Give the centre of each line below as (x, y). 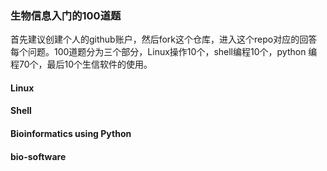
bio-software (38, 156)
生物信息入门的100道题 (66, 15)
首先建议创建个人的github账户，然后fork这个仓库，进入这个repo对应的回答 (164, 39)
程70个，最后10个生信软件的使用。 (81, 64)
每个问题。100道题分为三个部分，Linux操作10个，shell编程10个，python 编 (164, 52)
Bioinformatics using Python (71, 134)
